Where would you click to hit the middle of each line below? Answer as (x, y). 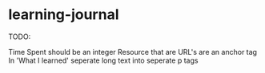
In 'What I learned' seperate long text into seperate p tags (103, 60)
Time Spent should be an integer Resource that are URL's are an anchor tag (133, 52)
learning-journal (64, 15)
